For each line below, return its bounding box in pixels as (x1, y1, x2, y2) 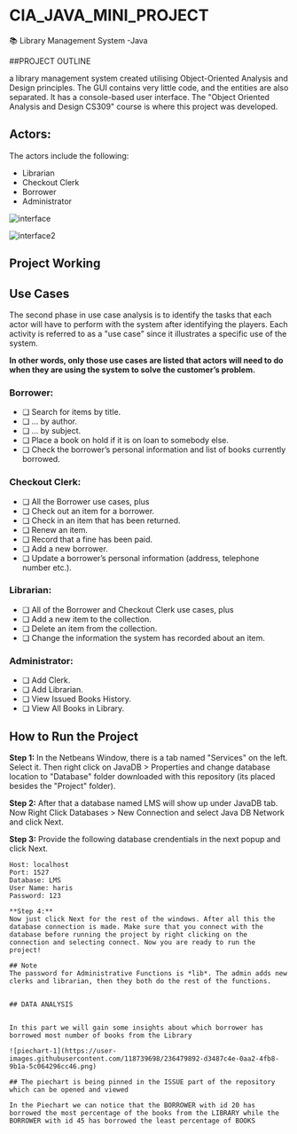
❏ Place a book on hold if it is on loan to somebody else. (21, 435, 229, 446)
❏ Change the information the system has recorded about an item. (21, 632, 266, 643)
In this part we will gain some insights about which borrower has (9, 1023, 264, 1032)
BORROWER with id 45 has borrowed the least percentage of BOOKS (9, 1116, 255, 1125)
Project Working (9, 256, 101, 271)
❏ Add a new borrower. (21, 543, 108, 554)
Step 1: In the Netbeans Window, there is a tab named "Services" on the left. (9, 752, 288, 763)
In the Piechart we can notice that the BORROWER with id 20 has (9, 1100, 255, 1109)
